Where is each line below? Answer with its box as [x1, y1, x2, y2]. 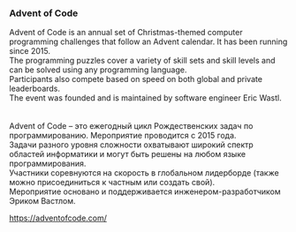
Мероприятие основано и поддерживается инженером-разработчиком [9, 186, 281, 197]
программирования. [9, 158, 87, 169]
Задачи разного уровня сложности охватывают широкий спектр [9, 139, 254, 150]
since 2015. [9, 46, 51, 56]
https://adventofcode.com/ [9, 213, 108, 223]
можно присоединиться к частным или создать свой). [9, 177, 216, 188]
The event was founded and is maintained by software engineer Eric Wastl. [9, 93, 282, 103]
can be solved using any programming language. [9, 64, 187, 75]
